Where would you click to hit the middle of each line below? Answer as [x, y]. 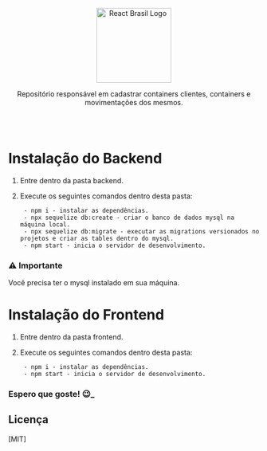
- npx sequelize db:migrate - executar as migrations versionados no [141, 231]
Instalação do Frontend [86, 315]
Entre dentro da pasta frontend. [71, 337]
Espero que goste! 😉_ [51, 394]
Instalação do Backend [85, 159]
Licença [29, 420]
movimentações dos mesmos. [134, 102]
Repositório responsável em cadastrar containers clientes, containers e [134, 94]
